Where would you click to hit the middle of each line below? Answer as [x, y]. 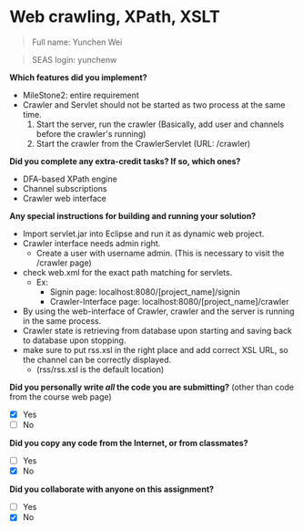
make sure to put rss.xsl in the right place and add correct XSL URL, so [155, 349]
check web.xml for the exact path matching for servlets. [127, 272]
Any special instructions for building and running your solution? [133, 215]
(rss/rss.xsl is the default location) [100, 369]
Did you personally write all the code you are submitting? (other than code [151, 387]
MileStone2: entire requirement [81, 95]
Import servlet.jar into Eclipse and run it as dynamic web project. [143, 234]
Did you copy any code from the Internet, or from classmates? [129, 443]
